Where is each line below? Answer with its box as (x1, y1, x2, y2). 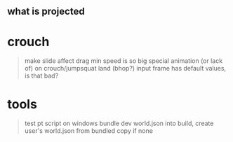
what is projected (7, 6, 86, 17)
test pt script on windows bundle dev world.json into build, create (24, 119, 214, 128)
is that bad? (24, 71, 59, 80)
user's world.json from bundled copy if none (24, 127, 153, 135)
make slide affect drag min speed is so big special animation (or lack (24, 57, 223, 65)
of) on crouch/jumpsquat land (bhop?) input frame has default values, (24, 64, 227, 73)
